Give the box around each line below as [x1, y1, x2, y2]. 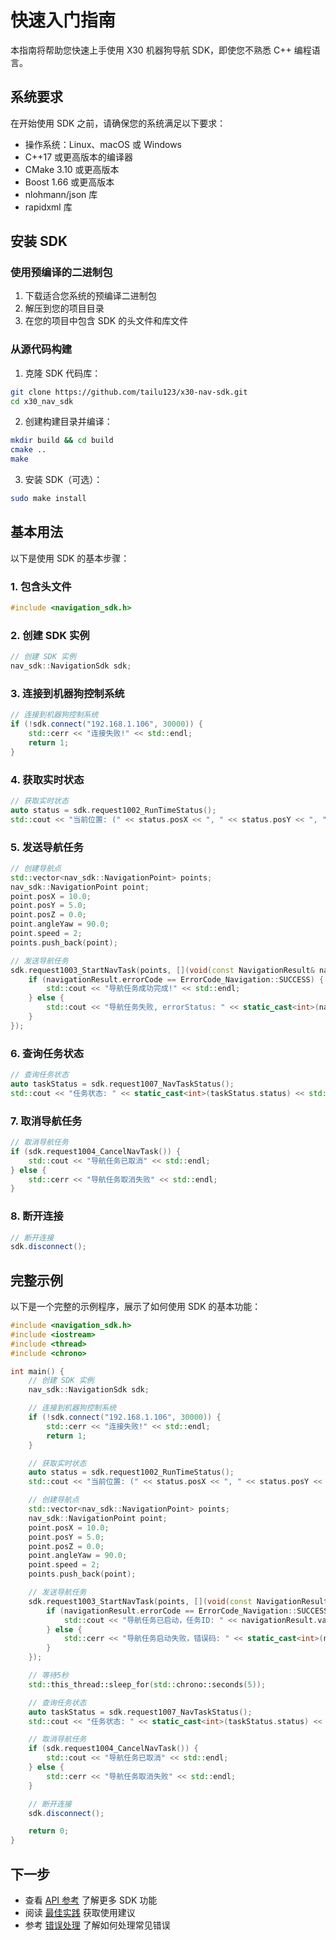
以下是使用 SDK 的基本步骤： [10, 552, 130, 564]
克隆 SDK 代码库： [24, 367, 102, 379]
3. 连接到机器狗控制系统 [10, 686, 125, 700]
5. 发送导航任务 [10, 840, 84, 854]
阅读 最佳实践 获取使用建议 [24, 1907, 136, 1919]
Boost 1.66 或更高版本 [24, 176, 115, 188]
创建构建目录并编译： [24, 416, 113, 428]
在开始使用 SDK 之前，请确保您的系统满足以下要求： [10, 117, 227, 129]
